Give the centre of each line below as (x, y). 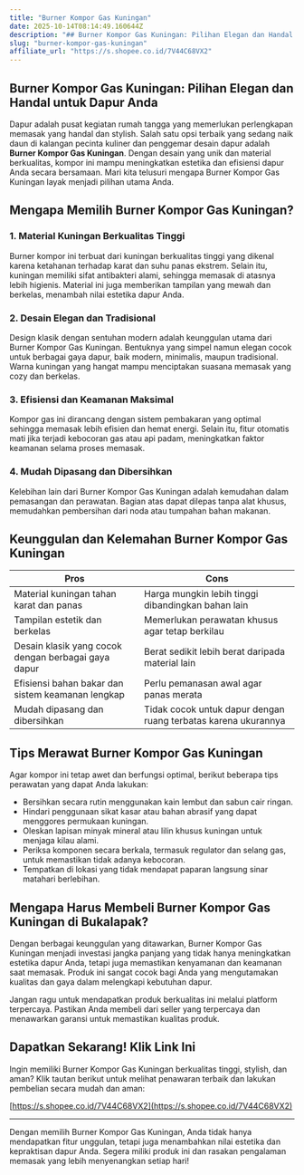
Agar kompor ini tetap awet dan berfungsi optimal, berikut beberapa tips (144, 775)
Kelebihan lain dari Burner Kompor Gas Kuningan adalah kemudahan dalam (149, 491)
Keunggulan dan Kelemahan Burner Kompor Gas (149, 539)
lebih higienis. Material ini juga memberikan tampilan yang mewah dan (140, 284)
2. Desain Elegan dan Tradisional (83, 318)
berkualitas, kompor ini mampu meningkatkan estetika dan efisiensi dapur (147, 162)
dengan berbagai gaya (62, 658)
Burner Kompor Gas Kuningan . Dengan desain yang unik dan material (140, 153)
